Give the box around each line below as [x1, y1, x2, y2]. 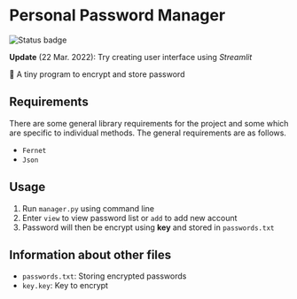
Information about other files [9, 247, 172, 262]
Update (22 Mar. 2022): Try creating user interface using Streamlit [9, 51, 253, 62]
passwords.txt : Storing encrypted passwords [21, 271, 187, 281]
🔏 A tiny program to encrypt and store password [9, 68, 185, 80]
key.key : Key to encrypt [21, 280, 109, 291]
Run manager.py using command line [21, 203, 155, 213]
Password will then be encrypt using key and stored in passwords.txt [21, 222, 275, 233]
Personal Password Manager [9, 5, 226, 26]
